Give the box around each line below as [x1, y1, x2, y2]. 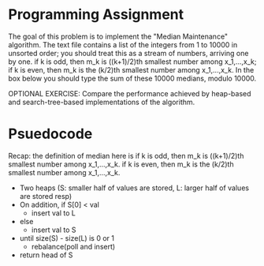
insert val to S [31, 225, 76, 234]
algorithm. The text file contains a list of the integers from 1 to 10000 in [8, 39, 238, 49]
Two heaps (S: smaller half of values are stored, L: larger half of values [19, 183, 250, 193]
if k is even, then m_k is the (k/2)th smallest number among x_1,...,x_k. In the [8, 65, 255, 74]
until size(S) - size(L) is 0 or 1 [19, 233, 114, 242]
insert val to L [31, 208, 76, 218]
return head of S [19, 250, 73, 260]
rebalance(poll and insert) [31, 242, 116, 251]
